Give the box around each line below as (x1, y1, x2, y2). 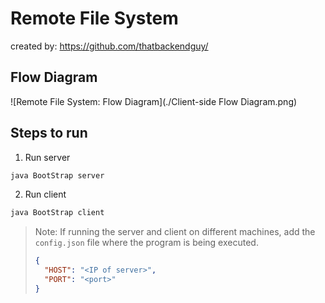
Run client (24, 188, 67, 201)
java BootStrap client (10, 208, 105, 218)
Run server (24, 151, 71, 163)
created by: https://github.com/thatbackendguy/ (10, 40, 209, 52)
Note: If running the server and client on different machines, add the (34, 226, 316, 238)
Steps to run (10, 125, 88, 142)
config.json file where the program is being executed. (34, 237, 259, 249)
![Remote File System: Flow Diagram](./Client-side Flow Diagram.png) (10, 95, 298, 107)
